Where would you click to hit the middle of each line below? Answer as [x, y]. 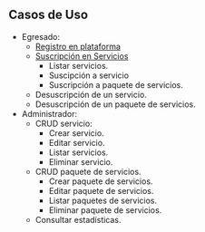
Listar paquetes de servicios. [103, 200]
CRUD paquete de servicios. [88, 171]
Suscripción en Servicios [82, 56]
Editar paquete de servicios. [101, 190]
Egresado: [41, 36]
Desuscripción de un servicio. [91, 94]
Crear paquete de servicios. [101, 181]
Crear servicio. [77, 133]
